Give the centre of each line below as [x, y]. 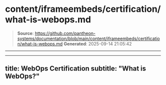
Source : [25, 33]
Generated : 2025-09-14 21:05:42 [98, 43]
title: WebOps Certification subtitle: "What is [76, 68]
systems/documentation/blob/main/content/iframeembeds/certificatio [88, 39]
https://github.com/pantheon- [65, 33]
